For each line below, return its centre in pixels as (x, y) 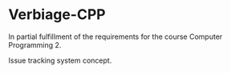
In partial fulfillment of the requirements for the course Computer (115, 36)
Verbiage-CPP (57, 15)
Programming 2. (35, 44)
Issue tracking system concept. (60, 60)
